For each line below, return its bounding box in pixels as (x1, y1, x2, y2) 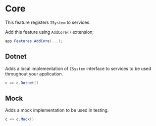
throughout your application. (5, 70, 63, 77)
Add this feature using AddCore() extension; (5, 29, 94, 35)
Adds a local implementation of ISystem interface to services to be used (5, 65, 152, 71)
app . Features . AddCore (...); (5, 38, 63, 44)
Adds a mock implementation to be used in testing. (5, 107, 109, 113)
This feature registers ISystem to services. (5, 19, 91, 25)
